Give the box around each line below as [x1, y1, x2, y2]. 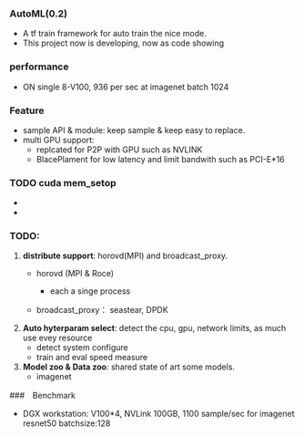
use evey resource [22, 332, 93, 344]
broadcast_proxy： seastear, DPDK [35, 305, 168, 316]
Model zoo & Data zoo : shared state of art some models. [22, 361, 235, 372]
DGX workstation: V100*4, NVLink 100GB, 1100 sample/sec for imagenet [22, 409, 295, 420]
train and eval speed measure [35, 352, 148, 363]
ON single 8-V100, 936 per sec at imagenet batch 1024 [22, 81, 229, 92]
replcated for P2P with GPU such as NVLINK [35, 144, 203, 155]
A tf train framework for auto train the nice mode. [22, 28, 208, 39]
